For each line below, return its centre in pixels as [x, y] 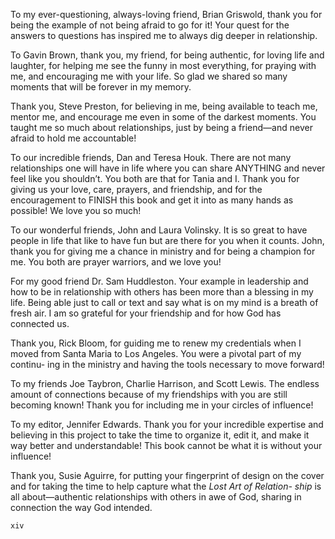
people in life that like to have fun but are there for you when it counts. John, [167, 240]
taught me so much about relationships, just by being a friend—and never [161, 127]
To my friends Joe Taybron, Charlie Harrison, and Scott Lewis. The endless [165, 383]
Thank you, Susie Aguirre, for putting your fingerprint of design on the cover [167, 475]
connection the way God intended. [81, 507]
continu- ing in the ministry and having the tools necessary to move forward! [167, 364]
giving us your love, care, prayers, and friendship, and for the [136, 189]
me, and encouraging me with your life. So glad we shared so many [149, 76]
